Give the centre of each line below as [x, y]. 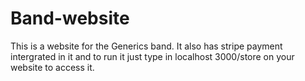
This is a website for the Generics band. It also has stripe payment [146, 46]
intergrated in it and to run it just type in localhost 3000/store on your [152, 56]
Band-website [70, 18]
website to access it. [52, 67]
